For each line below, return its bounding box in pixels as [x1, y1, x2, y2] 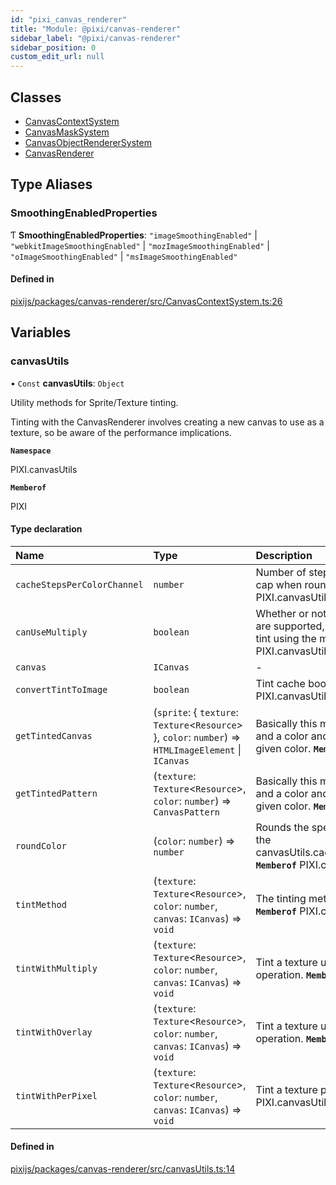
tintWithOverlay [15, 1026, 93, 1038]
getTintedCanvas [15, 730, 93, 741]
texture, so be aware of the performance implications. [10, 426, 232, 438]
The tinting [255, 891, 307, 905]
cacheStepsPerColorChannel [15, 579, 144, 590]
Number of [255, 565, 307, 579]
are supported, [255, 619, 325, 633]
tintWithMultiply [15, 962, 98, 974]
